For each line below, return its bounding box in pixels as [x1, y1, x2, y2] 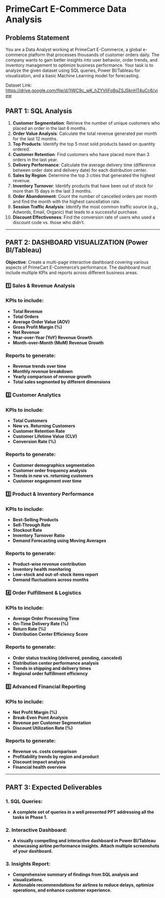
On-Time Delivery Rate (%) [12, 621, 69, 627]
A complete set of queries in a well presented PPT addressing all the [12, 809, 154, 815]
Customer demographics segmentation [12, 462, 95, 468]
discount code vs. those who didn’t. [12, 219, 85, 225]
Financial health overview [12, 764, 67, 770]
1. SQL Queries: [5, 798, 43, 804]
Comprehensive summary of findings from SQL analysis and [12, 871, 139, 877]
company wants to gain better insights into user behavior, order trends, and [5, 57, 158, 63]
